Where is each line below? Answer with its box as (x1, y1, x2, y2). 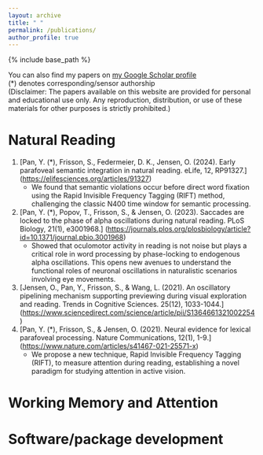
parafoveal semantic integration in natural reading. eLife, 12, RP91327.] (19, 166, 247, 176)
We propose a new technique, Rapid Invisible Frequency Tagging (31, 350, 242, 359)
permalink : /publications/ (8, 26, 97, 34)
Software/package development (8, 430, 224, 448)
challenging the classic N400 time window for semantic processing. (31, 199, 251, 209)
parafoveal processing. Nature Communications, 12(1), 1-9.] (19, 333, 212, 342)
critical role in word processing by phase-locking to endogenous (31, 250, 241, 259)
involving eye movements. (31, 275, 116, 284)
